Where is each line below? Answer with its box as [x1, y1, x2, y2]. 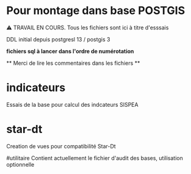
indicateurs [6, 81, 66, 95]
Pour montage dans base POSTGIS [6, 4, 186, 18]
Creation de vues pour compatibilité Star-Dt [6, 142, 116, 150]
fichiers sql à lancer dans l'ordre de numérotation [6, 47, 134, 55]
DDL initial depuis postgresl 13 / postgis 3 [6, 35, 110, 43]
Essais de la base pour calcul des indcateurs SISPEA [6, 101, 139, 108]
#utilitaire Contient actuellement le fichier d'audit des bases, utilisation [6, 154, 183, 162]
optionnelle [6, 161, 35, 168]
